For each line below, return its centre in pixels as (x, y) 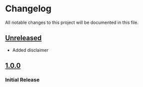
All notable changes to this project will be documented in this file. (72, 22)
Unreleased (24, 38)
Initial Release (22, 80)
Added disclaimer (30, 50)
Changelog (28, 9)
